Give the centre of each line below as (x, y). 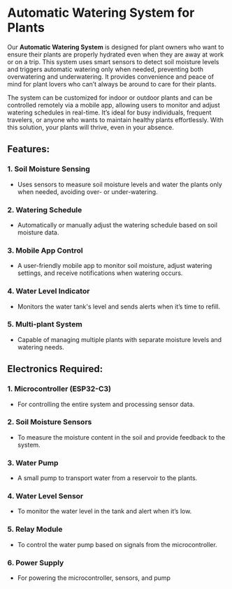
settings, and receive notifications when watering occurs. (100, 273)
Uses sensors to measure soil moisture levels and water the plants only (119, 184)
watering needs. (41, 347)
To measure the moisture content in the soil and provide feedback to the (121, 437)
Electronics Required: (55, 369)
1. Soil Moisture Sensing (49, 169)
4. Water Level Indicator (49, 291)
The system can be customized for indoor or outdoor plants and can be (110, 97)
